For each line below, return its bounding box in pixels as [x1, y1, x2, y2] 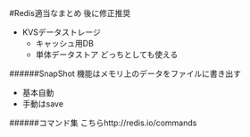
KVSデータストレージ [21, 27, 101, 38]
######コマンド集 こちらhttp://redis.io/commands [9, 117, 197, 128]
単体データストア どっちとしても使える [35, 49, 179, 60]
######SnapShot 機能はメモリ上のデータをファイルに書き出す [9, 68, 242, 79]
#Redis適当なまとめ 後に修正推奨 [9, 8, 131, 18]
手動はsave [21, 98, 64, 109]
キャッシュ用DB [35, 39, 94, 48]
